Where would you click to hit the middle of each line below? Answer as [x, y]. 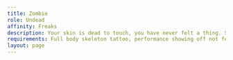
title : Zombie [28, 13]
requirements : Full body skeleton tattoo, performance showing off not [113, 39]
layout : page [26, 46]
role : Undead [26, 20]
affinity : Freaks [32, 26]
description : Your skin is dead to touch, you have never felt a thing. [114, 33]
